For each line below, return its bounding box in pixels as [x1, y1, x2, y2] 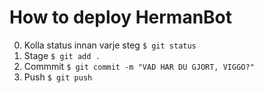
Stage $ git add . [23, 49, 101, 61]
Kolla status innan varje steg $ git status [23, 39, 197, 51]
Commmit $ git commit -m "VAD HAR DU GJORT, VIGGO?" [23, 60, 255, 72]
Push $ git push [23, 71, 93, 83]
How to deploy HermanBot [9, 6, 233, 29]
